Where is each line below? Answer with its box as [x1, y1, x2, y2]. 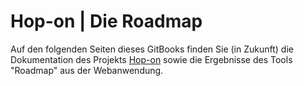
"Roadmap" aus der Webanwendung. [10, 64, 164, 76]
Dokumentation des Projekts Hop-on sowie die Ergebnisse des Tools [10, 53, 293, 65]
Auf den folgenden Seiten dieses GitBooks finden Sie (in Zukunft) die [10, 43, 294, 55]
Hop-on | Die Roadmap [10, 10, 203, 33]
